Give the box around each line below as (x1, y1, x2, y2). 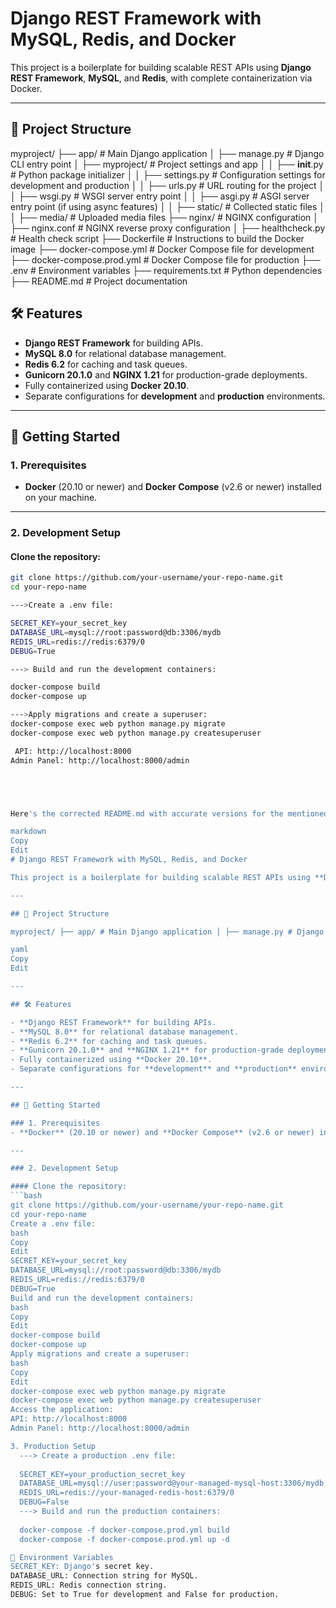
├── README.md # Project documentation (10, 275, 188, 287)
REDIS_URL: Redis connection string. (10, 1580, 168, 1591)
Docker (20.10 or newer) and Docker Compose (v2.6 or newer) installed (24, 481, 322, 493)
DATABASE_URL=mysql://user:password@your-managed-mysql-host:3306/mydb (19, 1478, 325, 1489)
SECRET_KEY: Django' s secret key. (10, 1562, 155, 1572)
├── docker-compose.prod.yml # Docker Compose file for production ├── (10, 253, 321, 266)
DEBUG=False (19, 1497, 70, 1507)
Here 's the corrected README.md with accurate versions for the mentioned (10, 808, 329, 819)
